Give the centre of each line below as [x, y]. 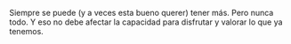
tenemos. [27, 31]
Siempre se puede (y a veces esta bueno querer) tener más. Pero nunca [141, 13]
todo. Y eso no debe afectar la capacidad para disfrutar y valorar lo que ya [146, 22]
